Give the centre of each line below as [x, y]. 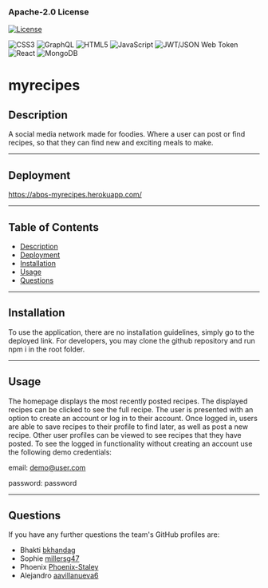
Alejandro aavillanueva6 [59, 576]
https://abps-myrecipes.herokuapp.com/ [75, 195]
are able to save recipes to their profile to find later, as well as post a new [128, 427]
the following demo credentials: [60, 452]
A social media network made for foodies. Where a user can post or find [127, 134]
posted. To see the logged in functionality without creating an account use [130, 443]
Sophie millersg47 [49, 558]
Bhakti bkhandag [47, 550]
